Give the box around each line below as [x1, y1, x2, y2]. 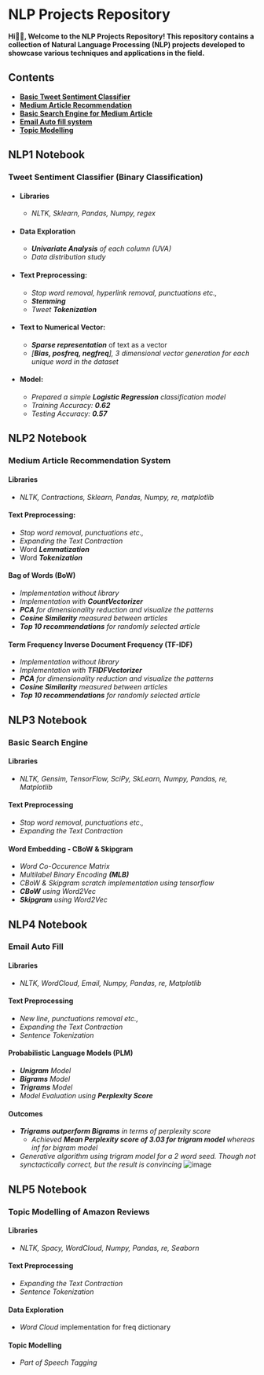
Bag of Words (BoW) [8, 571, 76, 580]
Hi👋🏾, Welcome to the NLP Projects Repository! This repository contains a [8, 31, 255, 41]
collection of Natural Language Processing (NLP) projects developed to [8, 39, 245, 49]
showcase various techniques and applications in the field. [8, 48, 205, 57]
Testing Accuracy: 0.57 [31, 409, 108, 418]
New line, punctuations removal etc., [19, 1013, 139, 1023]
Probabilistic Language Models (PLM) [8, 1048, 134, 1058]
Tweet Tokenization [31, 304, 97, 314]
